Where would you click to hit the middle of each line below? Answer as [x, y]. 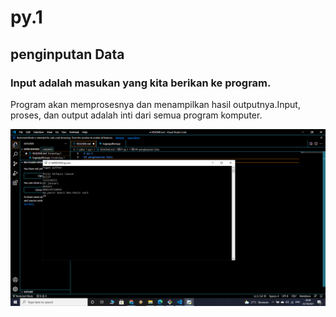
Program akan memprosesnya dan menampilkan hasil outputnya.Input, [155, 104]
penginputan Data [67, 54]
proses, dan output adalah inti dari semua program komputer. [136, 115]
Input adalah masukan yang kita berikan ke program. [141, 83]
